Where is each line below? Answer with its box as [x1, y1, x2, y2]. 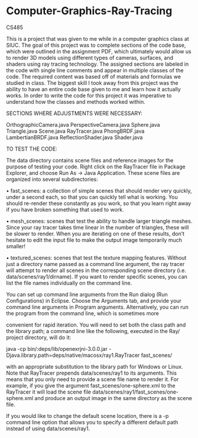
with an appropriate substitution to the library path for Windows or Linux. [6, 363, 183, 370]
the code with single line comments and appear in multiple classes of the [6, 66, 184, 73]
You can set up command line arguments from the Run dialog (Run [6, 290, 168, 298]
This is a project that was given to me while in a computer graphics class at [6, 35, 189, 42]
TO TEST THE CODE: [6, 145, 57, 152]
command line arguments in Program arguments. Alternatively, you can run [6, 303, 189, 311]
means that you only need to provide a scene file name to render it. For [6, 375, 179, 383]
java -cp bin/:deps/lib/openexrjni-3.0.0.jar [6, 345, 108, 352]
